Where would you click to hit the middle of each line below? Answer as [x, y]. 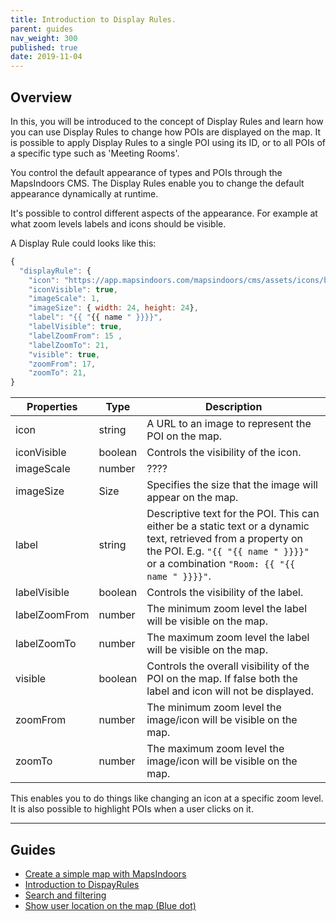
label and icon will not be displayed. [230, 691]
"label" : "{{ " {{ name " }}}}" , [95, 317]
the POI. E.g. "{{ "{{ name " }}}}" [228, 551]
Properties [52, 407]
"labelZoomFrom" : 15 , [75, 336]
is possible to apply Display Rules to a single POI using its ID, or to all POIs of [168, 142]
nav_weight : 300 [44, 38]
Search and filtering [65, 895]
